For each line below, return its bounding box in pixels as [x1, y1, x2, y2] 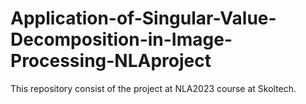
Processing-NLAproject [10, 50, 212, 72]
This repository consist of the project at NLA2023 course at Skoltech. [10, 82, 297, 94]
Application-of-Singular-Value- [10, 7, 277, 30]
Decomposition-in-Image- [10, 28, 233, 51]
